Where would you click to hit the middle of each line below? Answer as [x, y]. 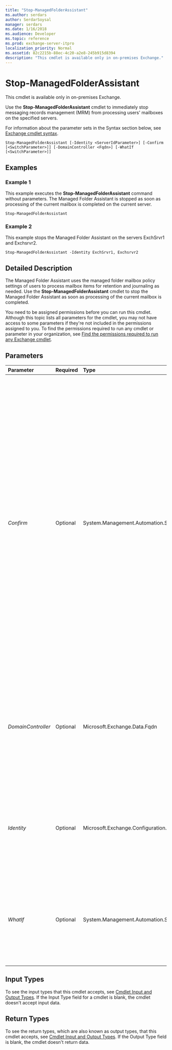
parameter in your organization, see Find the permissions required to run [82, 334]
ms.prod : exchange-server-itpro [40, 44]
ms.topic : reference [27, 39]
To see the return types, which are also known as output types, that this [81, 1031]
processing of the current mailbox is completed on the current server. [79, 204]
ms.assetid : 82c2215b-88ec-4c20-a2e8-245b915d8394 [60, 53]
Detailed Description [39, 268]
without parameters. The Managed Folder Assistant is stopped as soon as [83, 199]
